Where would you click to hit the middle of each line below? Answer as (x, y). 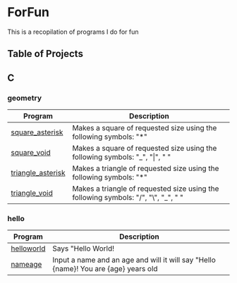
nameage (26, 265)
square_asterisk (37, 132)
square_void (31, 153)
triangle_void (32, 193)
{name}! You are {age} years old (105, 269)
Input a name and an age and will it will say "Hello (134, 260)
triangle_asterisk (38, 173)
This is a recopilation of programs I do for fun (73, 32)
